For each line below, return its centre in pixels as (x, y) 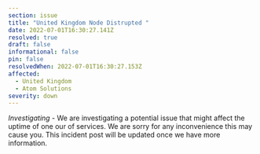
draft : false (29, 45)
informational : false (44, 52)
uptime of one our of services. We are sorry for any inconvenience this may (130, 126)
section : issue (33, 15)
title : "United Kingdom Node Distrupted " (79, 23)
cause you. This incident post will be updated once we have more (114, 135)
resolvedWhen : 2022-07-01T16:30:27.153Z (75, 67)
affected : (24, 74)
